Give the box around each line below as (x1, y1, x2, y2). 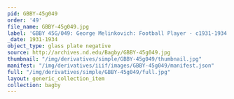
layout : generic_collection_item (7, 75, 105, 82)
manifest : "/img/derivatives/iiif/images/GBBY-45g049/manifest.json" (7, 62, 215, 69)
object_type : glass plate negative (7, 43, 111, 49)
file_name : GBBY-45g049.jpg (7, 23, 90, 30)
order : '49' (7, 17, 42, 24)
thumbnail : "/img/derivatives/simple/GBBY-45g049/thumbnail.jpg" (7, 56, 202, 63)
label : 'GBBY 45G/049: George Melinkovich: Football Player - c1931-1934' (7, 29, 230, 37)
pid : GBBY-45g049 (7, 10, 58, 17)
